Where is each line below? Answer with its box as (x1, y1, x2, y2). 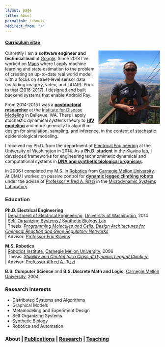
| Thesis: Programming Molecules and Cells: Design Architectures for (5, 223, 145, 229)
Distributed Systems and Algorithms (12, 297, 85, 303)
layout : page (5, 8, 32, 13)
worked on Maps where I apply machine (5, 61, 86, 67)
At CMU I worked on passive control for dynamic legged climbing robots (5, 173, 154, 179)
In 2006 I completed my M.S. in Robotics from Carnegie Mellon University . (5, 168, 156, 174)
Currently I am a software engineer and (5, 50, 86, 56)
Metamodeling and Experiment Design (12, 308, 90, 313)
